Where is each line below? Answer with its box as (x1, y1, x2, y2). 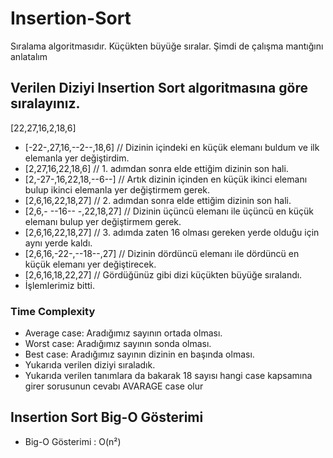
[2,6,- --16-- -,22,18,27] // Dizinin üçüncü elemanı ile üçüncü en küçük (24, 205, 314, 217)
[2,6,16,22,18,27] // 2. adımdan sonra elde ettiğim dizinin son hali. (24, 194, 292, 206)
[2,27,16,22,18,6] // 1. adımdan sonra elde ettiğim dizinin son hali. (24, 162, 289, 174)
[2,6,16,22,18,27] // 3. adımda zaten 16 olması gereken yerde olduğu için (24, 226, 320, 238)
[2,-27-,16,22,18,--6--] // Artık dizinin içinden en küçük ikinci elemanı (24, 173, 308, 185)
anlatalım (10, 50, 48, 62)
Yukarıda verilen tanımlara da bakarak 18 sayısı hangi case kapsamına (24, 370, 313, 382)
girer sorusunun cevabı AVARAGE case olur (24, 380, 204, 392)
